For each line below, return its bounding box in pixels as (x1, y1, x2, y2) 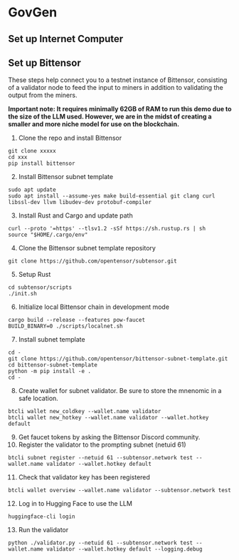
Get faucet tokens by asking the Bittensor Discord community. (18, 433, 201, 442)
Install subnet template (18, 335, 85, 344)
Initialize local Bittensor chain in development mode (18, 302, 170, 311)
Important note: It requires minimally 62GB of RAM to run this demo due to (8, 105, 232, 113)
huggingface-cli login (8, 513, 75, 521)
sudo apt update (8, 186, 56, 193)
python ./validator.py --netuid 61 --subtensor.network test (8, 539, 193, 546)
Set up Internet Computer (8, 33, 124, 45)
